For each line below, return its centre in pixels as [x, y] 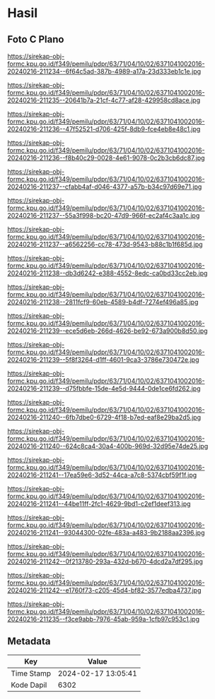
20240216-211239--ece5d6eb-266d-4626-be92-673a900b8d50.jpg [107, 331]
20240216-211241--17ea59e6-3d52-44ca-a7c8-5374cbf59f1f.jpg [102, 475]
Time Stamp [31, 673]
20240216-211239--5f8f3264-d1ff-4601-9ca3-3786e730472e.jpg [103, 359]
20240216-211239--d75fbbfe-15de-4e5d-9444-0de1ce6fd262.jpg [104, 389]
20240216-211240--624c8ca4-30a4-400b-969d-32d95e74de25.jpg [108, 446]
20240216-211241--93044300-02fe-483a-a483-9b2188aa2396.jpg [106, 533]
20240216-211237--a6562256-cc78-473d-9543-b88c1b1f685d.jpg [105, 244]
